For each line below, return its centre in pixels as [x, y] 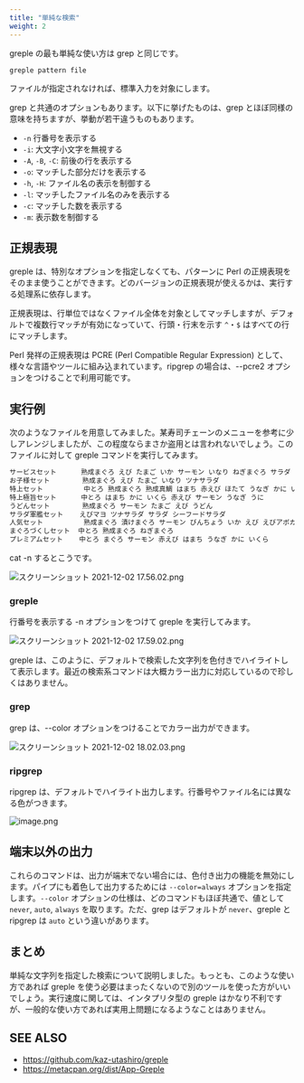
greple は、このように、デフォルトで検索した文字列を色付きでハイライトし [149, 660]
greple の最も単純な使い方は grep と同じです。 [96, 53]
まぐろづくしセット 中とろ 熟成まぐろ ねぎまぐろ [92, 531]
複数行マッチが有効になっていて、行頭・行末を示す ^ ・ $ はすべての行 [161, 325]
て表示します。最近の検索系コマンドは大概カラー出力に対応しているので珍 [148, 672]
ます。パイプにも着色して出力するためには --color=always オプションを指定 [151, 886]
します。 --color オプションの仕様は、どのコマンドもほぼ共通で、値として [147, 898]
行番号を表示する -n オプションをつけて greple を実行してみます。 [133, 622]
